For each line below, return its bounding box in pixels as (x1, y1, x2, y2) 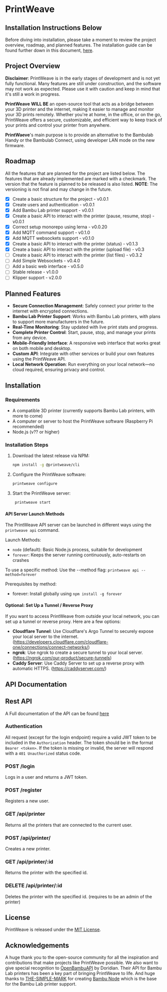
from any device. (12, 335, 47, 341)
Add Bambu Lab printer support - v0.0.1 (12, 207, 94, 213)
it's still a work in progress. (5, 91, 61, 97)
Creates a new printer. (5, 846, 51, 852)
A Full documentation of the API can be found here (5, 710, 109, 717)
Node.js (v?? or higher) (12, 429, 60, 435)
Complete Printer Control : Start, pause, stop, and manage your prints (12, 329, 156, 336)
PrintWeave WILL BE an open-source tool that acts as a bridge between (5, 101, 154, 107)
